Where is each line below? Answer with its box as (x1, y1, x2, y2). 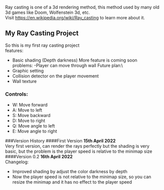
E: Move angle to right (12, 128, 57, 134)
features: (5, 47, 24, 54)
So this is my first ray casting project (5, 42, 80, 48)
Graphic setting (12, 67, 44, 73)
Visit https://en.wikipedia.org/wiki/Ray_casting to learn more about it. (5, 15, 145, 20)
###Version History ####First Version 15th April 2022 (5, 138, 116, 144)
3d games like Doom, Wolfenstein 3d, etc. (5, 9, 90, 15)
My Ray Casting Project (5, 29, 79, 38)
